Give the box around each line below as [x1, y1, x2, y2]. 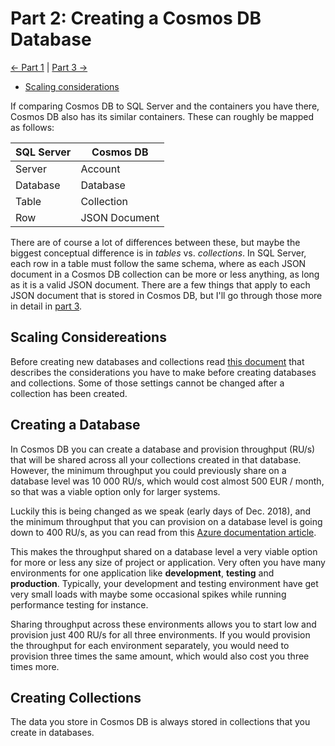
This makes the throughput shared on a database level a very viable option [10, 545, 318, 557]
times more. [10, 660, 60, 672]
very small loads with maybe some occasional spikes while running [10, 588, 287, 600]
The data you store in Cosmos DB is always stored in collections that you [10, 716, 311, 728]
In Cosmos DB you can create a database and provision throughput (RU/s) [10, 443, 316, 455]
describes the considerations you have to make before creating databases [10, 366, 317, 378]
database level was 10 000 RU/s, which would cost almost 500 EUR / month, [10, 475, 325, 487]
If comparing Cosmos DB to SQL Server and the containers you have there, [10, 100, 320, 112]
